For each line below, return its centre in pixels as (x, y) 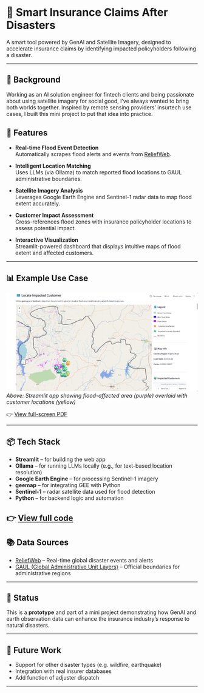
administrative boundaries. (48, 179)
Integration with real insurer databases (63, 671)
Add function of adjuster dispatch (57, 678)
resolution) (29, 473)
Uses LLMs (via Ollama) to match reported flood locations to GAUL (98, 172)
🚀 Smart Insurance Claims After (87, 12)
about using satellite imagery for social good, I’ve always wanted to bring (98, 101)
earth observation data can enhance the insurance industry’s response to (98, 619)
